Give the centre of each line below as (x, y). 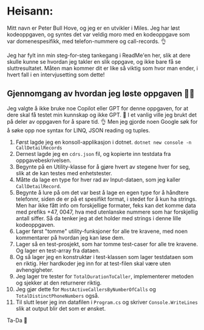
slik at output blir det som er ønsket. (60, 308)
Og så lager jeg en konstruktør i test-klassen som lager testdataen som (104, 257)
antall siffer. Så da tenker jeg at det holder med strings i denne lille (98, 218)
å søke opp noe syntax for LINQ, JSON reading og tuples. (79, 130)
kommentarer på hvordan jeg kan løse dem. (70, 237)
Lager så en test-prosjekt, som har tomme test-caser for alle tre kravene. (107, 244)
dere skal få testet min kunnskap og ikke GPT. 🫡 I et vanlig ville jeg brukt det (102, 115)
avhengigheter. (35, 270)
